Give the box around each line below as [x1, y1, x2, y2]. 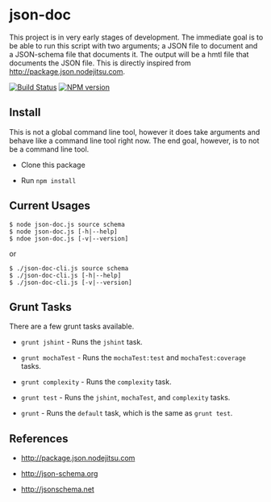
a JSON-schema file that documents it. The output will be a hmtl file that [9, 49, 249, 59]
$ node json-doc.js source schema [9, 220, 126, 228]
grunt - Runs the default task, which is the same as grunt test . [20, 408, 233, 418]
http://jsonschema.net [20, 484, 95, 494]
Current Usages [9, 199, 91, 213]
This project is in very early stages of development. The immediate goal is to [9, 32, 264, 42]
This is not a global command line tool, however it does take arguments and [9, 127, 261, 136]
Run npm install [20, 175, 77, 185]
